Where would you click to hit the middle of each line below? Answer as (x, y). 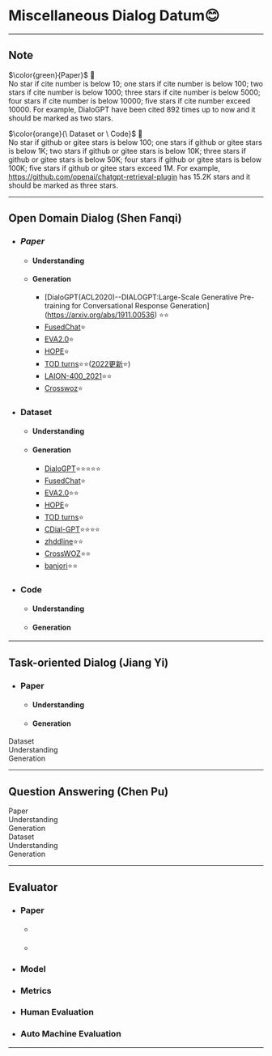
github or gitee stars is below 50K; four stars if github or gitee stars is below (135, 159)
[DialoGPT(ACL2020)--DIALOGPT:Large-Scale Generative (141, 297)
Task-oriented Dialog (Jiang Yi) (89, 662)
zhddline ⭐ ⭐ (64, 541)
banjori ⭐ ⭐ (61, 566)
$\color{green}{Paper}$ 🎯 (52, 74)
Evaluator (33, 887)
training (57, 305)
